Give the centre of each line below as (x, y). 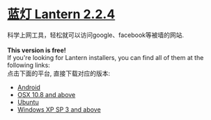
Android (29, 87)
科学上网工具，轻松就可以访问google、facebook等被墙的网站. (96, 35)
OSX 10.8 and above (46, 94)
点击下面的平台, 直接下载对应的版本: (59, 73)
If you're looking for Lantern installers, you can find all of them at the (105, 57)
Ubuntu (28, 102)
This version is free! (37, 50)
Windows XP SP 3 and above (59, 110)
